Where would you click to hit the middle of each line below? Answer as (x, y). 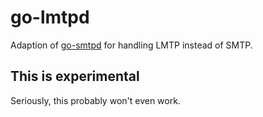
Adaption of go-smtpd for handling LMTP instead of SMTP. (131, 45)
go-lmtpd (50, 17)
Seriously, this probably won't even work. (95, 100)
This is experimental (75, 76)
